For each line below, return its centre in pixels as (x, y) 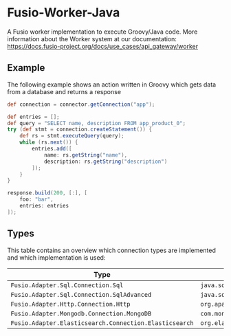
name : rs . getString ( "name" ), (86, 155)
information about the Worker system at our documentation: (92, 38)
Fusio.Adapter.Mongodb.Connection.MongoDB (81, 313)
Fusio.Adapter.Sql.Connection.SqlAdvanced (81, 294)
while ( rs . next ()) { (49, 142)
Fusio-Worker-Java (64, 13)
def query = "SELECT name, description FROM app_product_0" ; (97, 123)
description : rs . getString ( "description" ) (106, 161)
